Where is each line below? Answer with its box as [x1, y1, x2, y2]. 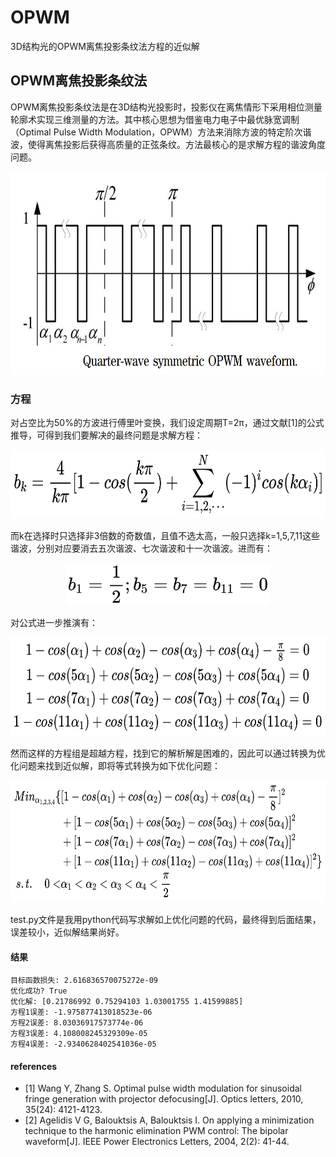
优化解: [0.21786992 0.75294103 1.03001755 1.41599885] [10, 997, 244, 1007]
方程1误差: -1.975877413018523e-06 [10, 1007, 153, 1018]
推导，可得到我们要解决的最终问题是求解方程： [10, 429, 203, 441]
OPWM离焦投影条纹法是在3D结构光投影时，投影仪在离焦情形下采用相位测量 [10, 101, 323, 113]
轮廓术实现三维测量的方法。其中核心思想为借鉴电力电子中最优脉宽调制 [10, 113, 300, 125]
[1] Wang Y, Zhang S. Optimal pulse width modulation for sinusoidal [24, 1082, 302, 1095]
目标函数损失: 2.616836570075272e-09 [10, 976, 158, 986]
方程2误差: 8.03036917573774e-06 [10, 1018, 144, 1028]
